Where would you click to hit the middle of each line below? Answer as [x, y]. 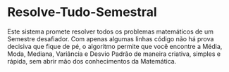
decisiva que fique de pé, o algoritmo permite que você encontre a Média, [115, 46]
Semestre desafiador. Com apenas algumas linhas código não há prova [111, 38]
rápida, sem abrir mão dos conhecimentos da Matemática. [92, 61]
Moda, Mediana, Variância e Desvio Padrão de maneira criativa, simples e [114, 54]
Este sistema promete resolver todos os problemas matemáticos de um [110, 31]
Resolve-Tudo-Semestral [82, 12]
